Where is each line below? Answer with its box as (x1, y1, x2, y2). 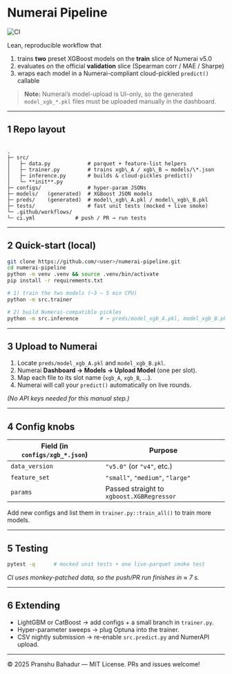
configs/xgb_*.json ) (21, 450, 88, 460)
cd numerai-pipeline (7, 264, 67, 271)
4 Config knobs (7, 421, 75, 432)
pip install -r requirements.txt (7, 278, 104, 285)
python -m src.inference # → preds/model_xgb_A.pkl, (7, 315, 181, 322)
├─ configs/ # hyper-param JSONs (7, 184, 147, 191)
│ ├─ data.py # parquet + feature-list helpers (7, 160, 187, 167)
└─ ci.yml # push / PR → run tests (7, 214, 147, 222)
